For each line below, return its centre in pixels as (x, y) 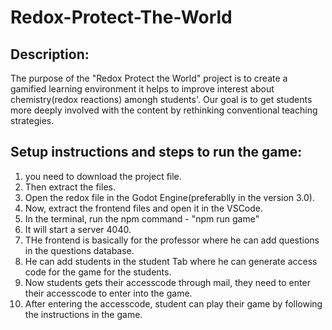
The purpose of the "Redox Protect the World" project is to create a (149, 78)
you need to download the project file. (103, 176)
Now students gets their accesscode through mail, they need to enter (167, 282)
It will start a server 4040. (78, 229)
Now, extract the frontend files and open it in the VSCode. (144, 208)
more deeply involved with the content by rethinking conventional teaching (164, 110)
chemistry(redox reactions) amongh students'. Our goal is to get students (161, 99)
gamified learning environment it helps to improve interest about (142, 89)
